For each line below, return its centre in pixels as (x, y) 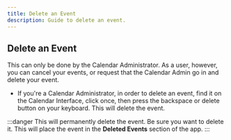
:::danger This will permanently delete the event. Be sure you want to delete (115, 122)
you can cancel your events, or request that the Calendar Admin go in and (113, 72)
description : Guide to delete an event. (67, 20)
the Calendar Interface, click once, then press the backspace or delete (119, 101)
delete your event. (33, 80)
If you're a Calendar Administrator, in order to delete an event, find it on (119, 93)
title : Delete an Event (42, 14)
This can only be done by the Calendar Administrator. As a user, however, (112, 65)
